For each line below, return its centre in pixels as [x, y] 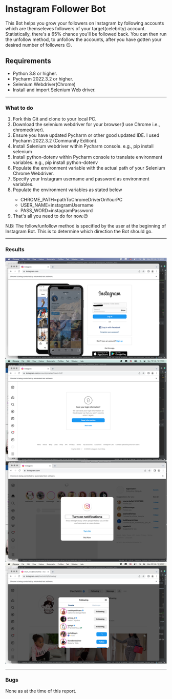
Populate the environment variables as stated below [67, 190]
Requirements [28, 61]
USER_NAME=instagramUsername [57, 205]
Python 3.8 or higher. [35, 73]
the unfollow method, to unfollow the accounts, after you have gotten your [83, 39]
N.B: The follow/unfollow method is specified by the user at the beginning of [86, 226]
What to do [19, 108]
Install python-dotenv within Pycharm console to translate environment [88, 157]
